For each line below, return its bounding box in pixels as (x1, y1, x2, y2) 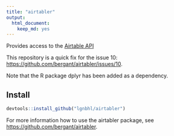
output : (6, 15, 26, 21)
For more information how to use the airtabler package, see (6, 116, 154, 124)
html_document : (11, 20, 50, 26)
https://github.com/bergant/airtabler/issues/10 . (6, 60, 123, 68)
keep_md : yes (17, 25, 50, 32)
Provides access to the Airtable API (6, 42, 94, 50)
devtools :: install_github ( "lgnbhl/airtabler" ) (6, 106, 126, 112)
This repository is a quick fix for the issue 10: (6, 54, 118, 61)
